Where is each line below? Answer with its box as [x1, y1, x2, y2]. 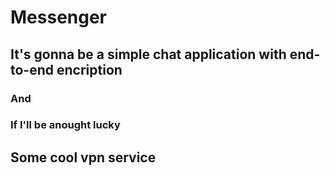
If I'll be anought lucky [10, 118, 121, 132]
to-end [10, 61, 55, 78]
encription [56, 61, 123, 78]
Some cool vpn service [10, 149, 157, 166]
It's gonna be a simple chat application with [10, 46, 287, 63]
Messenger [10, 6, 108, 29]
